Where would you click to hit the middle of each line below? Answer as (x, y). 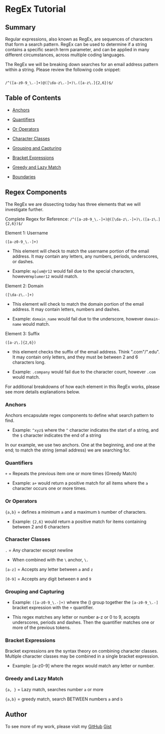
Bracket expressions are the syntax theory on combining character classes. (82, 651)
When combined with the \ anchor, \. (50, 559)
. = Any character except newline (39, 550)
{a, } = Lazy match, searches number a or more (54, 689)
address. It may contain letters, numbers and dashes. (66, 309)
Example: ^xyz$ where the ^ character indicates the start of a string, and (85, 430)
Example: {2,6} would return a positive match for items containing (79, 522)
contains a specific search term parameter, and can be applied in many (77, 50)
